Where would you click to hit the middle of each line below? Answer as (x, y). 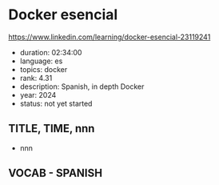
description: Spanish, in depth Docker (82, 86)
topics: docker (44, 69)
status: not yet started (56, 103)
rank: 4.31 (36, 78)
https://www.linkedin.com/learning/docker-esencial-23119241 (109, 37)
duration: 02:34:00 (51, 52)
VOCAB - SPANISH (55, 173)
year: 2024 (38, 95)
